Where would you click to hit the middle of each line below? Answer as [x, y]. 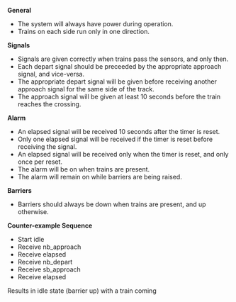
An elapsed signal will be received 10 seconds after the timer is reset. [119, 132]
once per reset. [40, 162]
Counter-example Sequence [50, 225]
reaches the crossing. [49, 104]
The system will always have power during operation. [95, 24]
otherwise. [33, 212]
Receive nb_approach [49, 247]
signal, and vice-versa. [51, 74]
